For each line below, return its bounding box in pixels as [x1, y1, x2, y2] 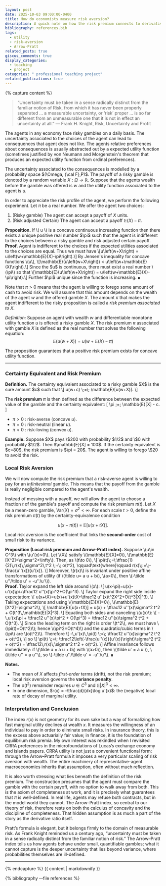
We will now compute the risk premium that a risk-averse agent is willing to [5, 476, 158, 482]
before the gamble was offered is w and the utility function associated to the [5, 182, 161, 188]
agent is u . [5, 188, 27, 194]
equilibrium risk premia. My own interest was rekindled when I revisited [5, 737, 150, 743]
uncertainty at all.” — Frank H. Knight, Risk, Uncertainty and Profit [17, 120, 151, 126]
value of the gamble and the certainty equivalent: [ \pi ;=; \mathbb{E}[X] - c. [5, 402, 160, 408]
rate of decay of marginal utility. [12, 693, 78, 699]
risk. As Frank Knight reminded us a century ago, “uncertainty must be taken [5, 830, 161, 836]
